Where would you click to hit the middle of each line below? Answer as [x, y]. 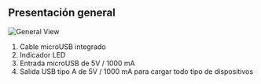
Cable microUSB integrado [62, 47]
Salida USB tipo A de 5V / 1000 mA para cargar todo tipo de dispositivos [136, 71]
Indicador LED [42, 54]
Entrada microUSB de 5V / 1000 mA [77, 63]
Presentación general [62, 13]
